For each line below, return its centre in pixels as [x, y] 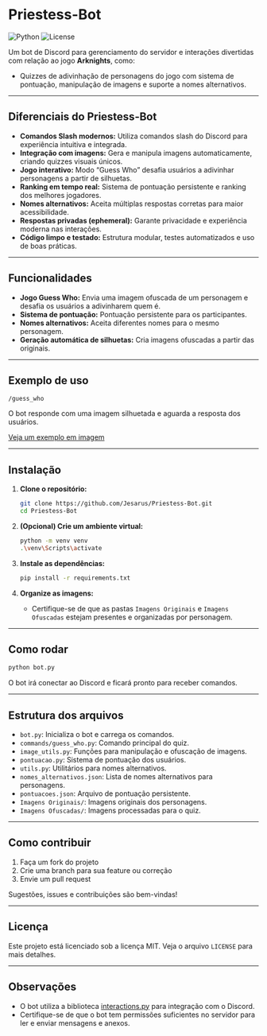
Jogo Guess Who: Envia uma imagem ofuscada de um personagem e [134, 297]
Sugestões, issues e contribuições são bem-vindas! [93, 894]
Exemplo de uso [48, 380]
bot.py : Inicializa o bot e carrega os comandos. [97, 735]
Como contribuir [50, 843]
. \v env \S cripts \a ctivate [61, 548]
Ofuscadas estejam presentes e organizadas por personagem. [132, 617]
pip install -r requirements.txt [75, 578]
